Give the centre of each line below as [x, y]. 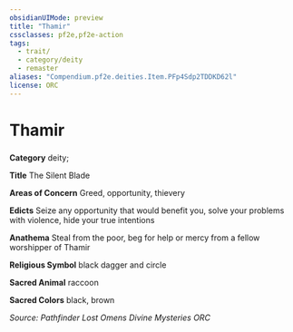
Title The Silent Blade [50, 175]
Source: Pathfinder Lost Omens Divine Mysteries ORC [110, 317]
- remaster [38, 69]
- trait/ [34, 52]
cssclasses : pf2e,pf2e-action [67, 34]
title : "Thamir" [40, 26]
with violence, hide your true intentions [82, 220]
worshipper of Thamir [50, 247]
